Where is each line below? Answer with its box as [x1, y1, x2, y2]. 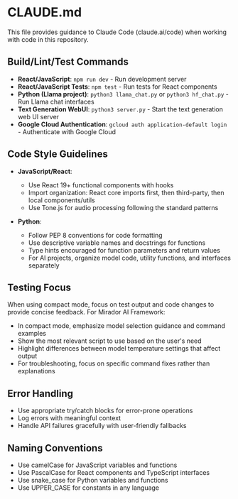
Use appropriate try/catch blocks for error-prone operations [17, 406, 193, 415]
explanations [17, 367, 55, 375]
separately [28, 261, 60, 270]
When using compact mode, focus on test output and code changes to [7, 300, 215, 309]
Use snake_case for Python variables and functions [17, 476, 168, 484]
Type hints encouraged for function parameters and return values [28, 246, 220, 254]
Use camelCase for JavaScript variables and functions [17, 461, 178, 469]
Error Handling [7, 388, 73, 400]
